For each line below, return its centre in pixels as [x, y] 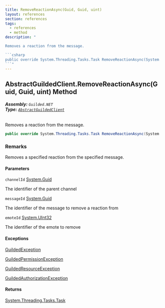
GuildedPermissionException [34, 259]
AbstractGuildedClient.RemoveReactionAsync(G [82, 84]
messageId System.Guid [28, 199]
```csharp [15, 55]
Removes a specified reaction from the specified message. [65, 157]
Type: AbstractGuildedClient [35, 109]
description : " [21, 37]
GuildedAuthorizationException [37, 278]
